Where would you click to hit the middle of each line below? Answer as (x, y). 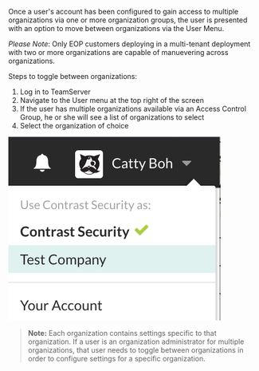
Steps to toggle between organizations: (73, 76)
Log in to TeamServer (55, 92)
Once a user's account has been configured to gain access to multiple (124, 12)
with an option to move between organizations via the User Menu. (116, 28)
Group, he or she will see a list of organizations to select (112, 117)
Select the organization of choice (74, 126)
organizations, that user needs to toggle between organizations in (135, 350)
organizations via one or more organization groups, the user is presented (128, 20)
